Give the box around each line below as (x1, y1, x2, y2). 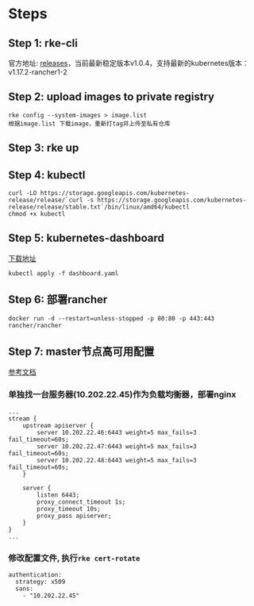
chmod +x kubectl (8, 210, 66, 218)
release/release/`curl (8, 196, 83, 205)
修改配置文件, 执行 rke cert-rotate (8, 552, 140, 563)
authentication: (8, 571, 62, 579)
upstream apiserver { (22, 421, 94, 429)
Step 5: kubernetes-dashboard (8, 232, 164, 245)
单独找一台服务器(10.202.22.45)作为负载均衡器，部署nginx (8, 389, 237, 401)
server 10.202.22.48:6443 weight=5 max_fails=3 (37, 456, 197, 464)
